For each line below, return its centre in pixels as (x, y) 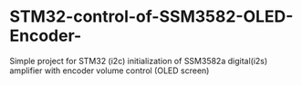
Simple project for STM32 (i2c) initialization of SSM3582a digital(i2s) (139, 61)
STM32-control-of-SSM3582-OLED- (151, 17)
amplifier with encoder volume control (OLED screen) (109, 71)
